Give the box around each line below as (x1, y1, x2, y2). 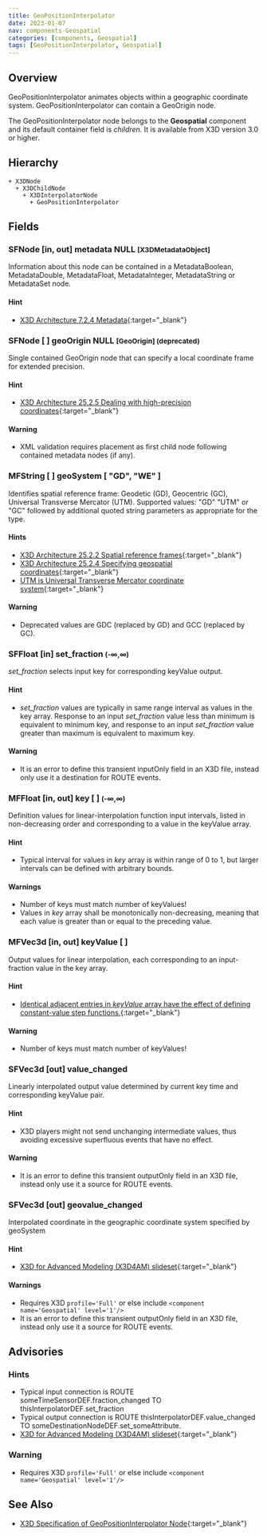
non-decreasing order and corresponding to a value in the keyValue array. (8, 819, 252, 829)
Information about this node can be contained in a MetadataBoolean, (8, 262, 234, 271)
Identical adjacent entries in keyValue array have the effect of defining (19, 999, 251, 1008)
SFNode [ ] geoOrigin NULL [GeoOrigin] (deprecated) (8, 335, 201, 346)
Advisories (8, 1344, 64, 1358)
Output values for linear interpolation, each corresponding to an (8, 955, 218, 964)
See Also (8, 1498, 53, 1511)
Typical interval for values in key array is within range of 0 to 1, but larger (19, 855, 259, 865)
